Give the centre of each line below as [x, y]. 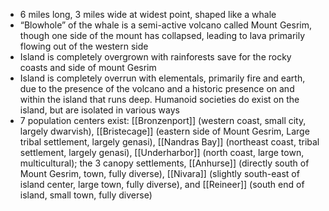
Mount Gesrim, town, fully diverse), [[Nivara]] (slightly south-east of [159, 173]
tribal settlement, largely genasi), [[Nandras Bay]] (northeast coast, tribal [169, 142]
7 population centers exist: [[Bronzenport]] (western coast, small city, [163, 120]
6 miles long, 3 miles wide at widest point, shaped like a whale [148, 14]
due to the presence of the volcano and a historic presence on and [157, 88]
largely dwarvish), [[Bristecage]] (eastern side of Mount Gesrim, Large [164, 131]
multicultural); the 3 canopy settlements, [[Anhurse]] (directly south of [164, 163]
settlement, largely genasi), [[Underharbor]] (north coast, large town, [162, 152]
